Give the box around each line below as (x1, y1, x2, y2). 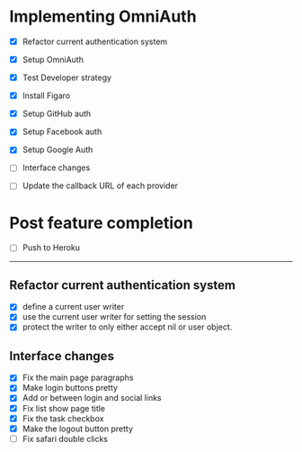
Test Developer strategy (22, 72, 112, 83)
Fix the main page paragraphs (22, 372, 134, 384)
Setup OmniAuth (22, 54, 84, 65)
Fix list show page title (22, 402, 106, 413)
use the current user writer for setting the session (22, 312, 207, 322)
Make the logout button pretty (22, 423, 133, 434)
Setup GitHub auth (22, 108, 92, 119)
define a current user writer (22, 302, 125, 312)
